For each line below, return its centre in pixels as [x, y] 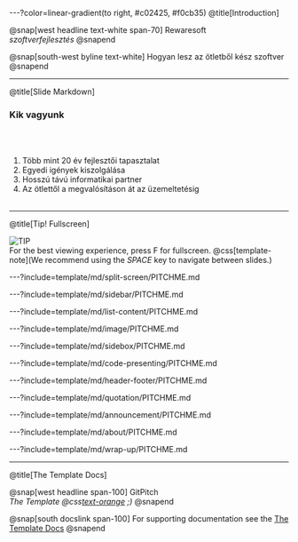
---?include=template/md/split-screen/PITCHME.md [105, 277]
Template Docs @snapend [58, 529]
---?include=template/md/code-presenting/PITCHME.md [113, 363]
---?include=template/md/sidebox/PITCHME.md [97, 347]
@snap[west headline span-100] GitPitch [84, 492]
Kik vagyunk [37, 115]
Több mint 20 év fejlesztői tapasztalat [90, 161]
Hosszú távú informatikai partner [82, 179]
